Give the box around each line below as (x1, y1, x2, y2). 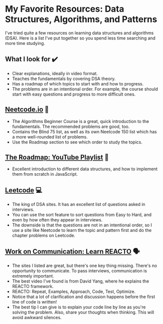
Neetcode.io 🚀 (5, 105, 49, 114)
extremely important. (12, 273, 54, 279)
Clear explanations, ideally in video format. (12, 70, 98, 76)
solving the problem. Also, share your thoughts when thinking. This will (12, 309, 154, 315)
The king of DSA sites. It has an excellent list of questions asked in (12, 202, 145, 207)
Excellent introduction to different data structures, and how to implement (12, 166, 158, 172)
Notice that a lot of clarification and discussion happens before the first (12, 294, 155, 300)
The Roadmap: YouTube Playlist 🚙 (5, 153, 109, 162)
